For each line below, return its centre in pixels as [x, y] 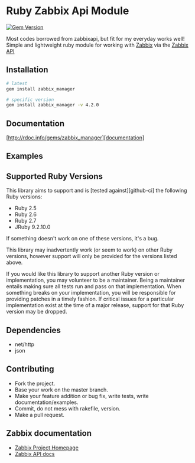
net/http [24, 344]
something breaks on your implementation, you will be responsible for [91, 293]
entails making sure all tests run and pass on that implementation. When [94, 286]
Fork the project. [35, 383]
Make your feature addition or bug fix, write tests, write [82, 396]
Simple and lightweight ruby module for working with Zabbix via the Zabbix [97, 45]
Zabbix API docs [35, 454]
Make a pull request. [40, 415]
